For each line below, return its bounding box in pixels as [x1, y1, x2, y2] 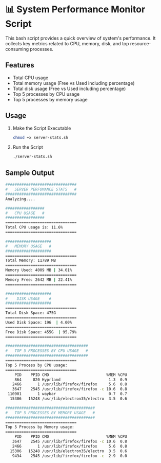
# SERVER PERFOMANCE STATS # [5, 187, 77, 192]
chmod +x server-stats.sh [12, 135, 68, 140]
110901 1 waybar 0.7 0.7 [7, 391, 127, 397]
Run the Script [12, 144, 44, 150]
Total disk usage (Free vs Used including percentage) [12, 85, 126, 92]
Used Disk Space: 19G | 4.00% [5, 319, 72, 325]
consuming [5, 46, 29, 52]
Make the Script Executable [12, 125, 71, 131]
